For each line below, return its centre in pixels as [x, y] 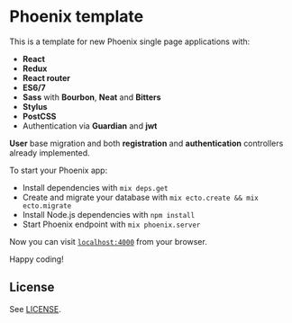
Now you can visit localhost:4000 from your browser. [108, 241]
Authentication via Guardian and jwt [90, 126]
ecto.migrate [47, 206]
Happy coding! [37, 259]
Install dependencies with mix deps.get [95, 187]
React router [46, 77]
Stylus [35, 106]
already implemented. [50, 153]
